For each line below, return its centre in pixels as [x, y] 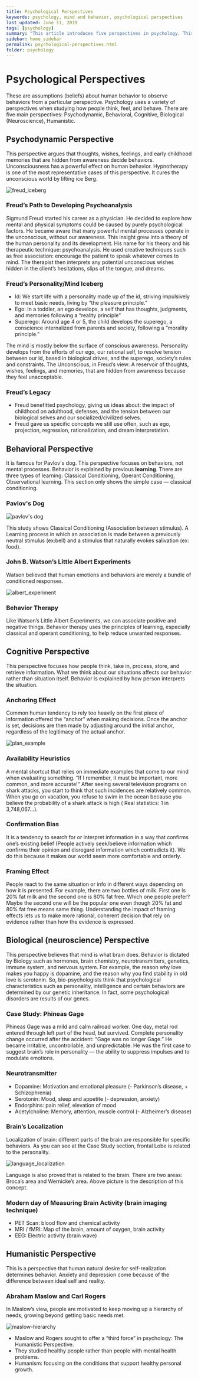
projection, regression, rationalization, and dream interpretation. [92, 430]
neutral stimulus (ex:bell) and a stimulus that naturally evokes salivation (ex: [98, 540]
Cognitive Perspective [48, 652]
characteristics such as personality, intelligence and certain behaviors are [96, 986]
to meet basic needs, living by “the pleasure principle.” [81, 303]
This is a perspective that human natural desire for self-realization [86, 1268]
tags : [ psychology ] [30, 28]
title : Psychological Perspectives [50, 12]
